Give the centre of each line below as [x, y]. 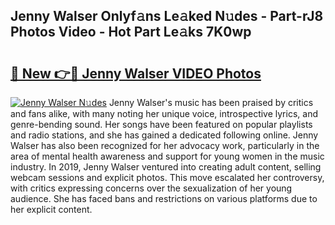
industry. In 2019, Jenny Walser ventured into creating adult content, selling [166, 167]
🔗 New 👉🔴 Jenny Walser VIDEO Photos [136, 73]
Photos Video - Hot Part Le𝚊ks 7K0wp [131, 32]
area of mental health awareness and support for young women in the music [167, 156]
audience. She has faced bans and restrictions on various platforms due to [164, 198]
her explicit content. [51, 209]
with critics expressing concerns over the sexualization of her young [151, 188]
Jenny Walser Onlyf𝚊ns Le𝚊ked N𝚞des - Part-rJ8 [167, 16]
